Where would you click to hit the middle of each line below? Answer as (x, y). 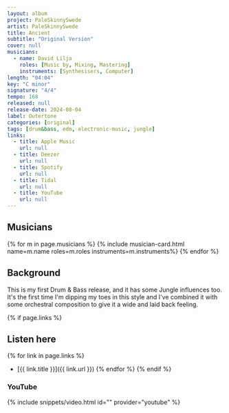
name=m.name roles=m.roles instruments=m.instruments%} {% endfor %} (113, 251)
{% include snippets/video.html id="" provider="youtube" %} (94, 402)
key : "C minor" (29, 84)
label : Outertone (32, 116)
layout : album (28, 13)
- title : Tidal (35, 180)
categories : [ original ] (41, 122)
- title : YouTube (38, 193)
